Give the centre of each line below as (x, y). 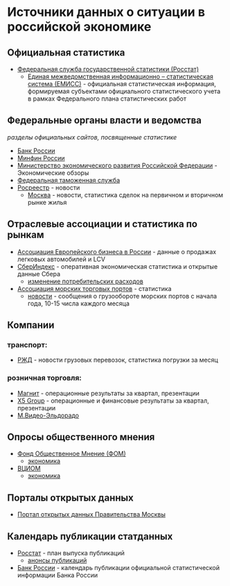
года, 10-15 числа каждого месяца (79, 303)
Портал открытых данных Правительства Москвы (91, 514)
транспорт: (27, 344)
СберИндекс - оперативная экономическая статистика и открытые (117, 266)
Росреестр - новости (48, 187)
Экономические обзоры (53, 173)
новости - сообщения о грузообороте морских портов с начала (122, 296)
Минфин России (41, 158)
